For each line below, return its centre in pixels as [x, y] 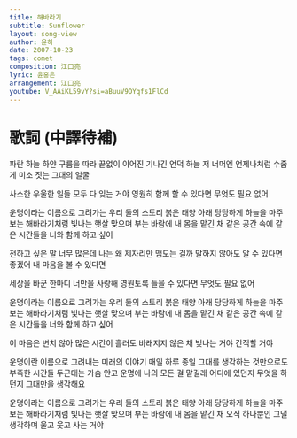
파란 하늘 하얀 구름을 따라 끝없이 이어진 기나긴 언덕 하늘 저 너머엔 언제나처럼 [141, 164]
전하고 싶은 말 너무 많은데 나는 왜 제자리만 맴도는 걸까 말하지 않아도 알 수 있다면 [146, 254]
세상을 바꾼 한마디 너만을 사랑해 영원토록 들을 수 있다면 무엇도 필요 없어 [132, 283]
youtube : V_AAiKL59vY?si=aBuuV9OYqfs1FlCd [89, 91]
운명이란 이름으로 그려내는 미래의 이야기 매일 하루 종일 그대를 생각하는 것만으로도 [149, 362]
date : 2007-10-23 [41, 50]
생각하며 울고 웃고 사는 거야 [57, 425]
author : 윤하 [31, 42]
